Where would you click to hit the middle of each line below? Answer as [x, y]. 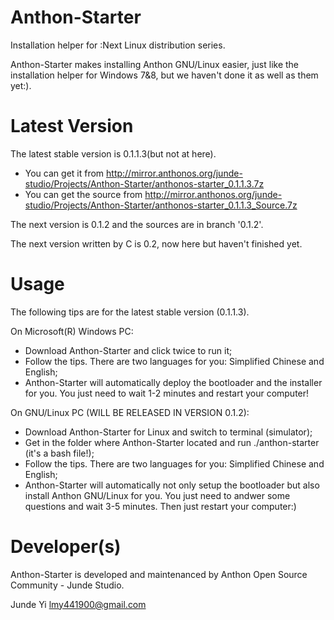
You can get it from [64, 173]
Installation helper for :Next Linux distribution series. [118, 45]
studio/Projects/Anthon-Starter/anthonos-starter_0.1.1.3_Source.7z [161, 205]
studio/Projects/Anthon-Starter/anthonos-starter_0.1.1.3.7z [144, 183]
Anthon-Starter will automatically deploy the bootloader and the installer [173, 382]
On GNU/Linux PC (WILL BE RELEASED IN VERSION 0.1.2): [130, 412]
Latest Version [72, 126]
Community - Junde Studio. [67, 585]
